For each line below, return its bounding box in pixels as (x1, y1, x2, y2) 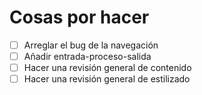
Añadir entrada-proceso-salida (23, 51, 152, 62)
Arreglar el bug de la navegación (23, 39, 159, 51)
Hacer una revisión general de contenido (23, 62, 192, 74)
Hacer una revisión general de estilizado (23, 73, 191, 85)
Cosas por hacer (9, 6, 150, 29)
